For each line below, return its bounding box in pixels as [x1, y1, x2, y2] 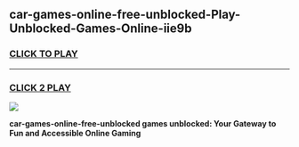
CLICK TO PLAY [9, 48, 78, 61]
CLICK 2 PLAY [9, 81, 71, 94]
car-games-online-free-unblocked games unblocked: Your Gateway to [9, 118, 277, 128]
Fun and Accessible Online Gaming [9, 127, 141, 138]
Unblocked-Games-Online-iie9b [9, 21, 192, 37]
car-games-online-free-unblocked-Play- [9, 7, 241, 22]
